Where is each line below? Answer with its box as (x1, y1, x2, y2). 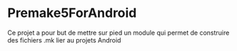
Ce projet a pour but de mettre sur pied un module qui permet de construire (7, 28, 230, 37)
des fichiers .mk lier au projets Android (7, 35, 121, 44)
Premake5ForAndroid (7, 5, 137, 21)
